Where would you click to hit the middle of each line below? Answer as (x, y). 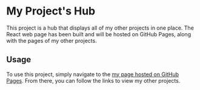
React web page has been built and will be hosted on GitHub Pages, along (99, 34)
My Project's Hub (51, 11)
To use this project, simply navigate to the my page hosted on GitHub (93, 74)
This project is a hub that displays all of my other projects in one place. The (100, 28)
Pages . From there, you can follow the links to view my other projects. (93, 80)
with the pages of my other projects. (52, 40)
